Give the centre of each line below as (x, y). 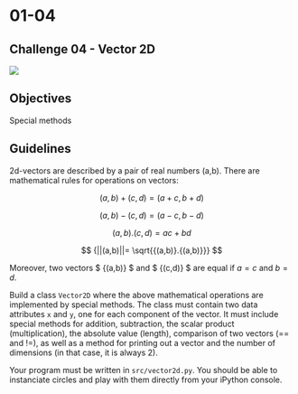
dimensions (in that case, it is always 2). (84, 352)
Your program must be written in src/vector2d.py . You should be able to (144, 370)
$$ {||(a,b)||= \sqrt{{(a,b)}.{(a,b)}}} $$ (152, 250)
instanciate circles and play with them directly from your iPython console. (146, 380)
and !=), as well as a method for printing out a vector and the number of (142, 342)
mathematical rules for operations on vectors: (94, 180)
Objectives (41, 99)
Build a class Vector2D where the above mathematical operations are (136, 295)
